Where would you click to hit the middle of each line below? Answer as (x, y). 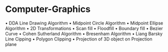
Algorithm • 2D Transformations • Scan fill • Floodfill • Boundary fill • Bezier (84, 28)
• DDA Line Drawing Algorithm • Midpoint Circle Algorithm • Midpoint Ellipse (84, 23)
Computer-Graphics (48, 9)
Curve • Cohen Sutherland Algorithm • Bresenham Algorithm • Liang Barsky (84, 33)
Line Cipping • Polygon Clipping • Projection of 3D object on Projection (79, 39)
